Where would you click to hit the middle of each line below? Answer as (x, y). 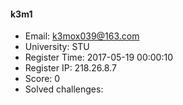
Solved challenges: (64, 89)
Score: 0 (42, 79)
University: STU (57, 47)
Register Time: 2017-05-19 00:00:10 (99, 57)
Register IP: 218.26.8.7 (70, 68)
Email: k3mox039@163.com (82, 36)
